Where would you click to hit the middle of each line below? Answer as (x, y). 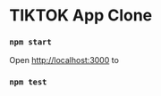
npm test (28, 82)
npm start (30, 42)
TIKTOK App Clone (81, 16)
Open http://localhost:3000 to (64, 60)
